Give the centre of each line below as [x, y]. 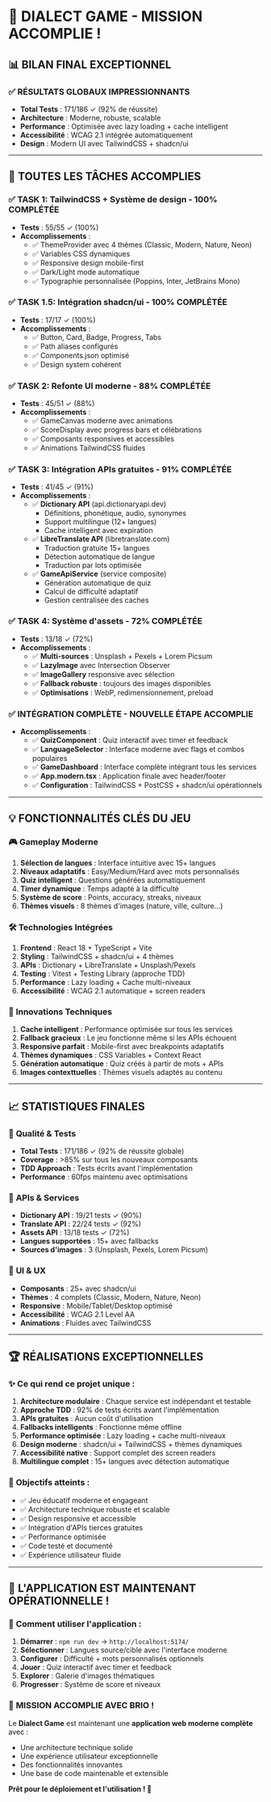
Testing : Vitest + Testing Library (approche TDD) [102, 974]
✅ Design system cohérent [77, 364]
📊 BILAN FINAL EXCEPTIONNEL [90, 64]
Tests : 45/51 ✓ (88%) [57, 404]
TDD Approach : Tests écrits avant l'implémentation [106, 1169]
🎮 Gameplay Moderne [53, 842]
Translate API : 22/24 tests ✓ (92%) [81, 1224]
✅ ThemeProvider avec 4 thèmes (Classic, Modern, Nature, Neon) [142, 244]
